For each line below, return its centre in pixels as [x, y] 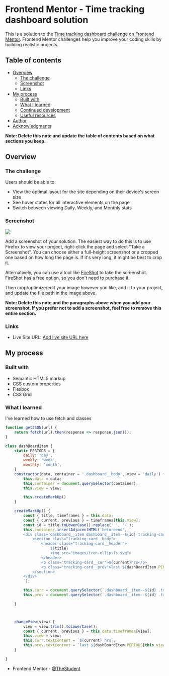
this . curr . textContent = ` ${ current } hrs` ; [69, 641]
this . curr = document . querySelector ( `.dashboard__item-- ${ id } [90, 590]
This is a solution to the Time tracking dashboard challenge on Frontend [80, 34]
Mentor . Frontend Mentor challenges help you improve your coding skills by [83, 39]
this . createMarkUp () [45, 497]
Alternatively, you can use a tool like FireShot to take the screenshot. [76, 272]
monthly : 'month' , [43, 465]
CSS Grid [22, 394]
